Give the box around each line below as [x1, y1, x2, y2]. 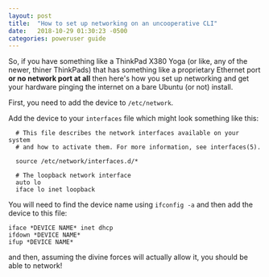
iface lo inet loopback [15, 186, 95, 194]
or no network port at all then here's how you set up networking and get [8, 73, 250, 83]
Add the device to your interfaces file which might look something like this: [8, 114, 259, 124]
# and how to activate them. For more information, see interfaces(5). [15, 143, 262, 152]
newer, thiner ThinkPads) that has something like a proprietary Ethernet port [8, 65, 261, 75]
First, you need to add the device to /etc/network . [8, 98, 174, 107]
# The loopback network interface [15, 171, 131, 180]
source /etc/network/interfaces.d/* [15, 157, 139, 166]
